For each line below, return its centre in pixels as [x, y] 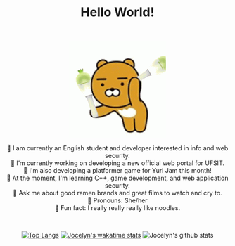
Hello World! [118, 12]
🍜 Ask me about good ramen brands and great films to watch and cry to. [118, 193]
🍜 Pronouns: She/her [118, 200]
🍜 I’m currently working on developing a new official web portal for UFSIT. [118, 163]
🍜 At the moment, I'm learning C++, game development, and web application [118, 178]
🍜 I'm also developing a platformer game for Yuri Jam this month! [118, 170]
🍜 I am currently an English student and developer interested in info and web [118, 148]
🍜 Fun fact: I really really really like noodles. [118, 207]
